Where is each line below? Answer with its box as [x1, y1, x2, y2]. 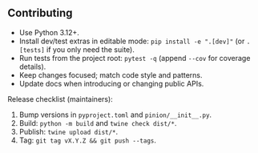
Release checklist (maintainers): [7, 94, 113, 103]
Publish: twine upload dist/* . [18, 127, 119, 136]
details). [18, 62, 46, 71]
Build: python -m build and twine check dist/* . [18, 118, 177, 127]
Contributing [7, 6, 73, 20]
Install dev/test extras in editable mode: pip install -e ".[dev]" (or [18, 36, 245, 46]
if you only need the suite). [46, 44, 135, 54]
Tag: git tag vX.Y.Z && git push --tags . [18, 135, 157, 145]
